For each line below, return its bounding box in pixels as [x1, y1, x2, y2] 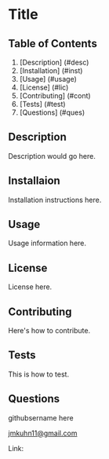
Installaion [8, 174, 60, 188]
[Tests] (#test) [19, 100, 66, 108]
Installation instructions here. [8, 195, 102, 204]
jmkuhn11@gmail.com [8, 428, 78, 438]
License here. [8, 282, 53, 292]
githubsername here [8, 413, 74, 422]
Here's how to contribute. [8, 326, 91, 336]
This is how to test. [8, 369, 69, 379]
